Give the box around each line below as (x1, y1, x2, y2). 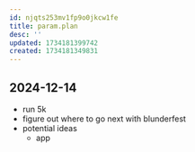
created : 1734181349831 (9, 47, 99, 56)
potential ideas (22, 122, 78, 133)
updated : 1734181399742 (9, 38, 99, 48)
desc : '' (9, 30, 42, 39)
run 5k (22, 103, 47, 114)
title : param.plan (9, 22, 78, 31)
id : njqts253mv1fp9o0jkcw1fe (9, 13, 119, 22)
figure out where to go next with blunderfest (22, 113, 187, 124)
